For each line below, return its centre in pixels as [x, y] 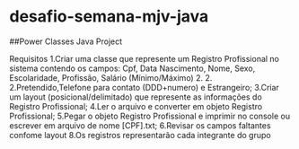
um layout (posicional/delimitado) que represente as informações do [136, 97]
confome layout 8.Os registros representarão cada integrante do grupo [140, 135]
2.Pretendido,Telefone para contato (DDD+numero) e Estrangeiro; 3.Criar [145, 87]
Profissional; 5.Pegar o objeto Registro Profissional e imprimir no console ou [149, 116]
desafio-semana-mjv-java [109, 17]
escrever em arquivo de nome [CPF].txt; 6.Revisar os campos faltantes [140, 125]
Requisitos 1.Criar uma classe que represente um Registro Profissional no [145, 58]
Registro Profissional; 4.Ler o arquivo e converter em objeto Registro [136, 106]
